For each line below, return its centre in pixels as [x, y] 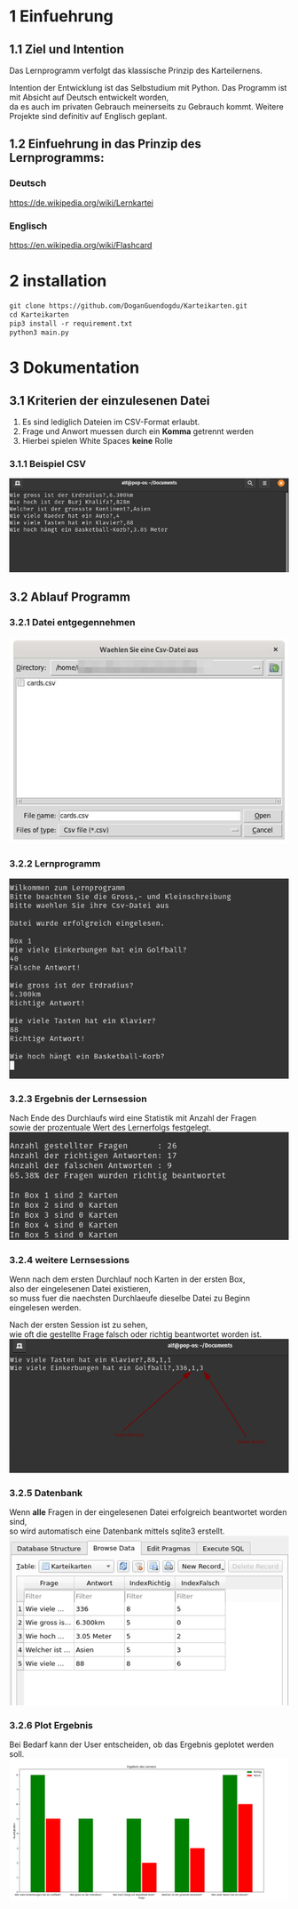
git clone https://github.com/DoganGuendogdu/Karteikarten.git [129, 306]
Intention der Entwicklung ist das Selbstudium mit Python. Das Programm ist [148, 88]
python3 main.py [39, 332]
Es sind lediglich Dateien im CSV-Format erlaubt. [111, 422]
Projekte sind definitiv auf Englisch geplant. [88, 116]
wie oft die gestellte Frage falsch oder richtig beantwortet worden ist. [136, 1334]
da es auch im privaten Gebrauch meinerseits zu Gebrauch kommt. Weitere [146, 107]
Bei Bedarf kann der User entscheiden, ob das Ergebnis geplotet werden [142, 1744]
